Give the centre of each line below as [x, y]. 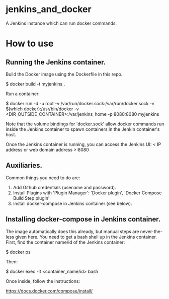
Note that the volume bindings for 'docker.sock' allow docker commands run [85, 124]
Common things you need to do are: [43, 178]
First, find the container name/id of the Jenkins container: [65, 242]
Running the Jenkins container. [56, 62]
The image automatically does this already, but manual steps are [72, 231]
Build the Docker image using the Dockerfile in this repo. [64, 74]
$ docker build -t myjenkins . [35, 84]
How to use [30, 44]
